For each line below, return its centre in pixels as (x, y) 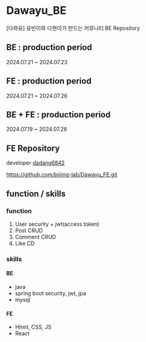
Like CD (25, 243)
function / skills (36, 193)
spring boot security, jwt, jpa (50, 293)
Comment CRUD (35, 237)
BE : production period (49, 48)
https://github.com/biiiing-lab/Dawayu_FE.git (62, 175)
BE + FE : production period (59, 115)
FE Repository (33, 148)
